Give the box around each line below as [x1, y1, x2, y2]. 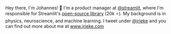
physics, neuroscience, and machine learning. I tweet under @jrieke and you [5, 18, 166, 24]
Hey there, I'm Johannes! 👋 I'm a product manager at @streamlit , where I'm [5, 5, 164, 11]
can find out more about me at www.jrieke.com [5, 23, 104, 29]
